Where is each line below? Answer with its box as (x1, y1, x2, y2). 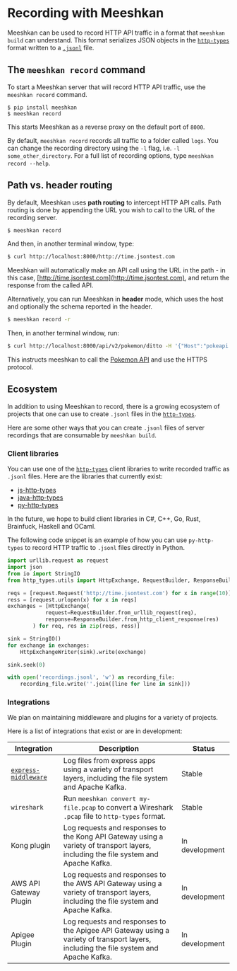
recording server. (7, 213, 58, 222)
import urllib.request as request (7, 557, 109, 564)
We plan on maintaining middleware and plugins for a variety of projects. (7, 713, 219, 722)
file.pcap (63, 804, 97, 812)
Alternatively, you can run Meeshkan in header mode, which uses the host (7, 295, 224, 304)
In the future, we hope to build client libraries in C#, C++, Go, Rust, (7, 515, 201, 523)
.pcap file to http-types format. (63, 812, 166, 822)
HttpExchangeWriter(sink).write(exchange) (20, 648, 147, 655)
